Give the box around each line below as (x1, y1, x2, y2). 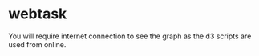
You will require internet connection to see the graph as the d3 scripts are (8, 31, 252, 41)
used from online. (8, 39, 67, 49)
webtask (8, 5, 67, 23)
